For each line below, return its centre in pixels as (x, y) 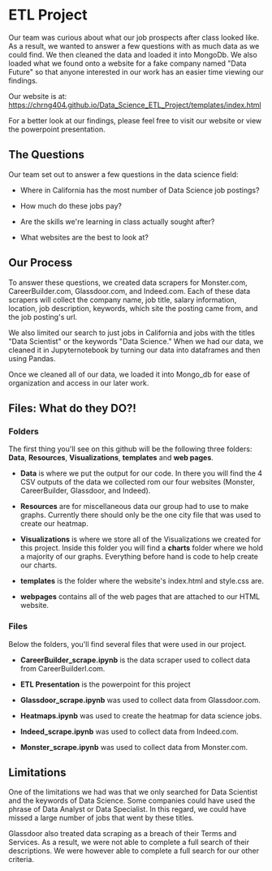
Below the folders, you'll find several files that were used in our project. (127, 644)
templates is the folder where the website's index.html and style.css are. (142, 581)
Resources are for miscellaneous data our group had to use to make (134, 507)
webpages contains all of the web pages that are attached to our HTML (140, 597)
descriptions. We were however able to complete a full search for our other (134, 851)
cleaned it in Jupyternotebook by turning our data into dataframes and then (135, 350)
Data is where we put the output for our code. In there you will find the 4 (141, 473)
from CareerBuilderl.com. (63, 668)
